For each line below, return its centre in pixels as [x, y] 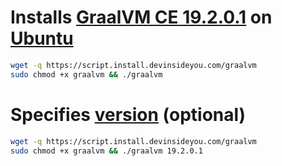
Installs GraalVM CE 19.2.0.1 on [141, 17]
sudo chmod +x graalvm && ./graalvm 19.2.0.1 [106, 151]
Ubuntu [42, 38]
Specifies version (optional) [128, 114]
